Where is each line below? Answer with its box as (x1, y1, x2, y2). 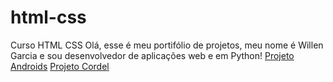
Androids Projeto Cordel (10, 60, 110, 72)
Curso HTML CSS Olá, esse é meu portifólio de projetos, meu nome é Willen (10, 39, 324, 51)
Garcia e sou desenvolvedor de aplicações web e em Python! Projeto (10, 49, 295, 61)
